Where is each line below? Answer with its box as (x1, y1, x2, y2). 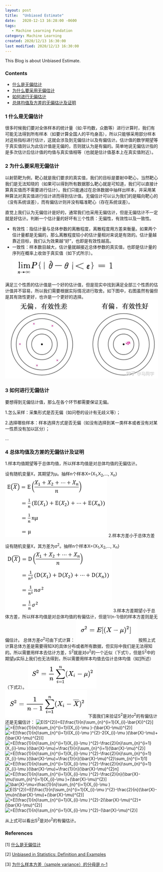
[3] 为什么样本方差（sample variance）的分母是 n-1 (5, 861, 108, 867)
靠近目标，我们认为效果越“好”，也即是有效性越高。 (12, 238, 114, 244)
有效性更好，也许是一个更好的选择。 (13, 294, 86, 300)
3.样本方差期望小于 (113, 608, 151, 614)
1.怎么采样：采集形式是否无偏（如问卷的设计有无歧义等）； (5, 409, 121, 415)
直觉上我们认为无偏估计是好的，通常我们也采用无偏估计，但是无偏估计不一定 (5, 209, 158, 215)
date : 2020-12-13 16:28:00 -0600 (5, 18, 77, 23)
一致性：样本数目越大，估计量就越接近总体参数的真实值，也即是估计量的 (12, 244, 157, 250)
